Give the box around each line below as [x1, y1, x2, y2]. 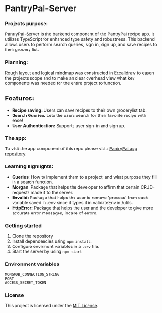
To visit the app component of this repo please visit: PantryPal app [5, 146, 138, 151]
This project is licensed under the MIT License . [5, 303, 99, 309]
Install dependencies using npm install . [12, 238, 92, 244]
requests [12, 190, 30, 196]
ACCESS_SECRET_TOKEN [5, 280, 47, 285]
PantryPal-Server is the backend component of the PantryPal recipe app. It [5, 31, 155, 37]
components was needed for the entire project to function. [5, 80, 122, 86]
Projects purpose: [5, 20, 48, 27]
